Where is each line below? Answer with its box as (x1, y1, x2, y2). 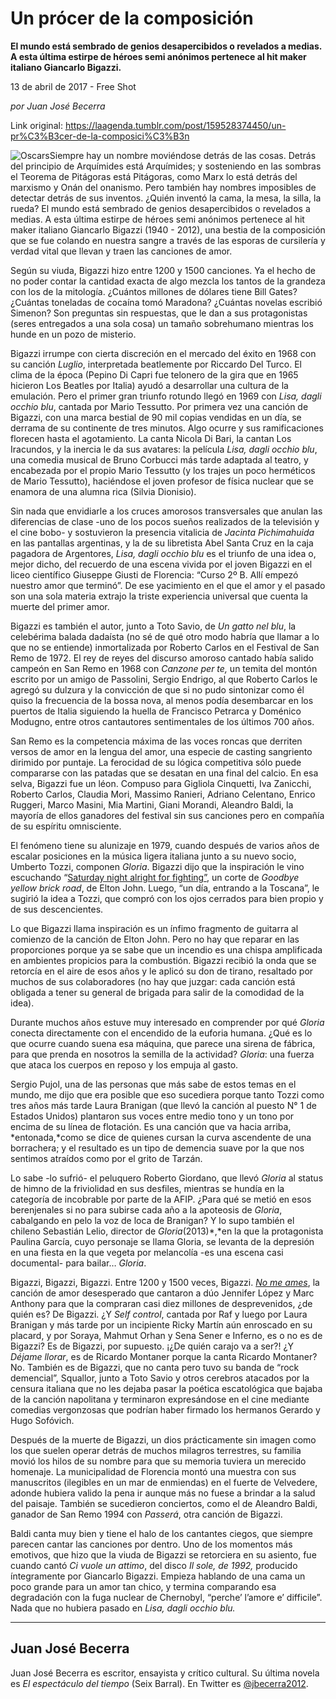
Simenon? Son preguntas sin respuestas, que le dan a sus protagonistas (10, 307, 308, 319)
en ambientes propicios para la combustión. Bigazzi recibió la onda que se (10, 954, 317, 966)
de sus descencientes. (10, 903, 104, 915)
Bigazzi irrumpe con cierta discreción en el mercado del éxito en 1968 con (10, 347, 317, 359)
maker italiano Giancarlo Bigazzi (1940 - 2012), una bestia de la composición (10, 223, 326, 236)
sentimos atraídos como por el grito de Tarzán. (10, 1152, 203, 1164)
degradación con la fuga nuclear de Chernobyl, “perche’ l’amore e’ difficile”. (10, 1591, 323, 1603)
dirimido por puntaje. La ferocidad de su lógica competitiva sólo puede (10, 756, 302, 768)
